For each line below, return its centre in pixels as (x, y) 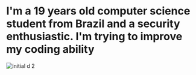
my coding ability (50, 49)
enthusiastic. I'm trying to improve (94, 37)
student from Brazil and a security (93, 24)
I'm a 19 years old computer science (98, 11)
